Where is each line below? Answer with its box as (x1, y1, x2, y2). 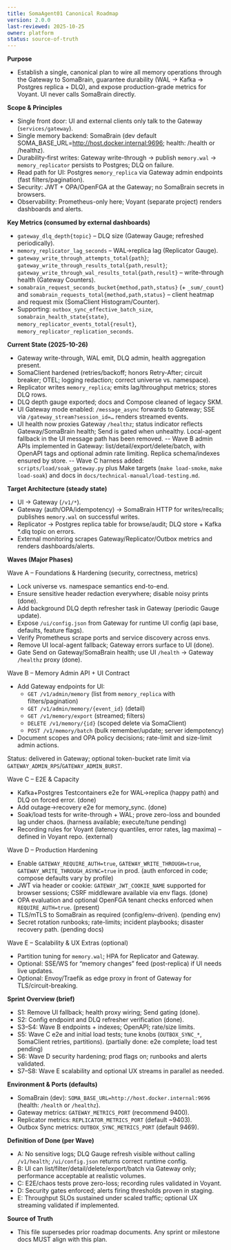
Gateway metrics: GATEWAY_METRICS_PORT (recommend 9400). (17, 1108, 190, 1117)
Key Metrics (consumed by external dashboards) (7, 218, 150, 227)
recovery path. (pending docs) (17, 925, 104, 934)
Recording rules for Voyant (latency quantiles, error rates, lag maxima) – (17, 825, 222, 834)
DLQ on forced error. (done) (17, 796, 97, 805)
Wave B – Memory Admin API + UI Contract (7, 669, 130, 677)
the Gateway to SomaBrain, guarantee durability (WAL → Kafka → (17, 75, 203, 84)
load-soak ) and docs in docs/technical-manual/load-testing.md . (17, 471, 200, 480)
